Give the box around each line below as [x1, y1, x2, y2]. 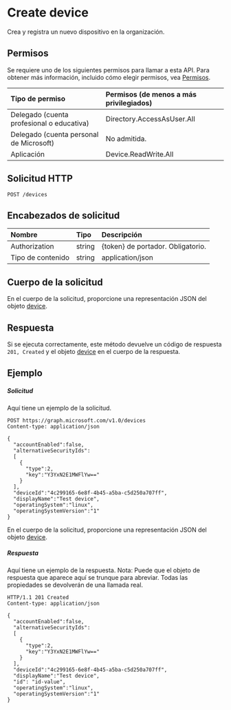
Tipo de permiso [10, 94, 66, 103]
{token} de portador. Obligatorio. [101, 242, 206, 251]
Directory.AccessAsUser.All [105, 114, 196, 123]
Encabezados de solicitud [7, 209, 120, 221]
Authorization [10, 242, 54, 251]
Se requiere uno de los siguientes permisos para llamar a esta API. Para [7, 65, 210, 74]
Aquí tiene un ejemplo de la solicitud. [7, 404, 112, 413]
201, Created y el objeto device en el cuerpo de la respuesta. [7, 348, 181, 355]
